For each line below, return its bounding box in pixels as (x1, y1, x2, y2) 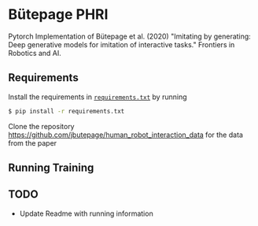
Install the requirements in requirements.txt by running (8, 92, 187, 102)
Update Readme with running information (19, 209, 153, 218)
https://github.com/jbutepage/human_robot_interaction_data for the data (8, 130, 244, 139)
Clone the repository (8, 121, 75, 131)
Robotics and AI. (8, 48, 61, 57)
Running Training (8, 161, 94, 175)
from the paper (8, 138, 57, 147)
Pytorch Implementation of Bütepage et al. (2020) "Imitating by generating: (8, 31, 252, 41)
